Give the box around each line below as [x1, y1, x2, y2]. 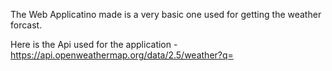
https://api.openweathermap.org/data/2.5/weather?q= [10, 49, 234, 61]
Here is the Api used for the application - [10, 39, 178, 50]
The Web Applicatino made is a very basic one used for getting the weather [10, 9, 322, 20]
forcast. [10, 19, 43, 31]
